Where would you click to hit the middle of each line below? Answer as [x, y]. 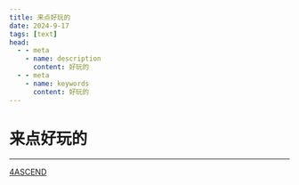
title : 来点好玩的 [40, 17]
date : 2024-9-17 [39, 26]
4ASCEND [28, 172]
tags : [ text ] [33, 34]
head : [19, 42]
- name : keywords [57, 84]
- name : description [63, 59]
